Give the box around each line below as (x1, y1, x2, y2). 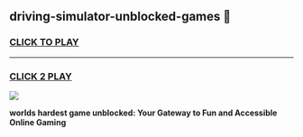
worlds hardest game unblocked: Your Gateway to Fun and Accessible (9, 107, 278, 118)
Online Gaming (9, 116, 67, 127)
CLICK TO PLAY (9, 36, 79, 49)
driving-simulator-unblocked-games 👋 (9, 9, 232, 24)
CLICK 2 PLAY (9, 69, 72, 82)
